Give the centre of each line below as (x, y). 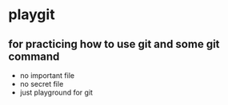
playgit (32, 15)
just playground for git (56, 92)
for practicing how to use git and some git (114, 44)
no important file (47, 76)
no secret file (42, 84)
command (34, 56)
